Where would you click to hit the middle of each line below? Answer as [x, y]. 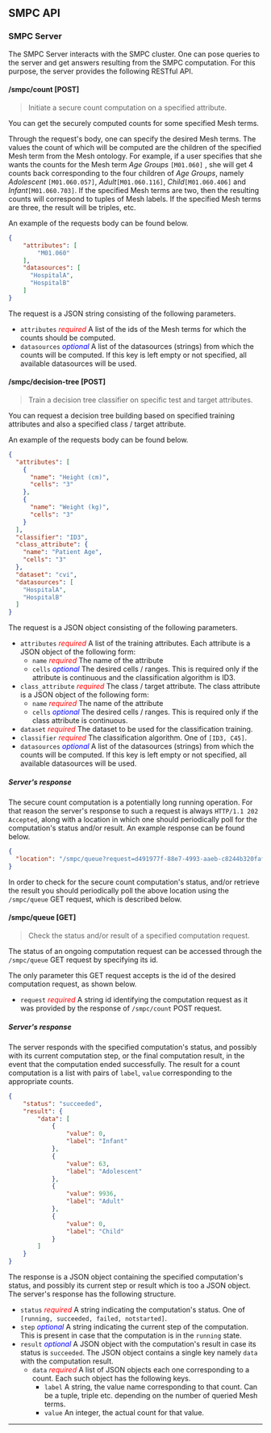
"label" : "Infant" [97, 1141]
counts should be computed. [68, 338]
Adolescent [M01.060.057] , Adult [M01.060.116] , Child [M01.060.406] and [127, 182]
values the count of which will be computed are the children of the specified [135, 147]
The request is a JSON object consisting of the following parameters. [123, 628]
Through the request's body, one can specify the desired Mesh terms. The [132, 139]
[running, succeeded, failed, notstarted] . [94, 1318]
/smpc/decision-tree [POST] [57, 382]
